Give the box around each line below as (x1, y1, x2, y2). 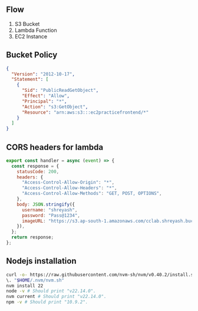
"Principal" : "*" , (21, 98, 67, 104)
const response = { (11, 163, 60, 169)
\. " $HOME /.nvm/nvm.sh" (6, 277, 65, 283)
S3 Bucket (14, 20, 40, 27)
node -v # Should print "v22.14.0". (6, 288, 96, 294)
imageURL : (21, 218, 46, 224)
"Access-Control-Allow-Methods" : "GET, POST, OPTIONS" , (21, 191, 162, 197)
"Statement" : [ (11, 77, 49, 82)
